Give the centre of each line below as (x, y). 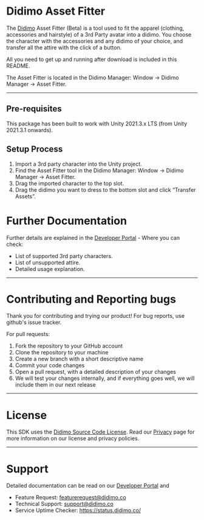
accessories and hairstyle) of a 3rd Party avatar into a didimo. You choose (99, 34)
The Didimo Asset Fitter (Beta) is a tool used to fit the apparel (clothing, (95, 28)
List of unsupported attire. (48, 262)
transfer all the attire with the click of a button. (64, 47)
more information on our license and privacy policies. (73, 438)
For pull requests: (28, 334)
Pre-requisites (34, 109)
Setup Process (35, 149)
